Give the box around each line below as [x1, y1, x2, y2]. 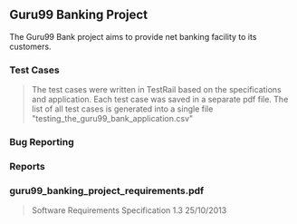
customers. [9, 41, 52, 52]
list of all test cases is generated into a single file [31, 103, 214, 114]
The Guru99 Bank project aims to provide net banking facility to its [9, 31, 257, 42]
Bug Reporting [9, 136, 74, 149]
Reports [9, 160, 45, 172]
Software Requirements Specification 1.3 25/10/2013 [31, 205, 227, 216]
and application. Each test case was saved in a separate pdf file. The [31, 94, 289, 105]
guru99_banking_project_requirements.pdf [9, 184, 205, 197]
